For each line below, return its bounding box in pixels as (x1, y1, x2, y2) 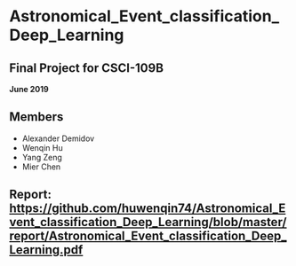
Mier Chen (21, 161, 61, 172)
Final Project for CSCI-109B (9, 60, 164, 75)
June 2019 (9, 84, 49, 94)
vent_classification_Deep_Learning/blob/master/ (9, 215, 287, 230)
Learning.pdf (9, 242, 84, 258)
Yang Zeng (21, 152, 62, 162)
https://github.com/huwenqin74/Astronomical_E (9, 201, 286, 216)
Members (9, 109, 64, 125)
